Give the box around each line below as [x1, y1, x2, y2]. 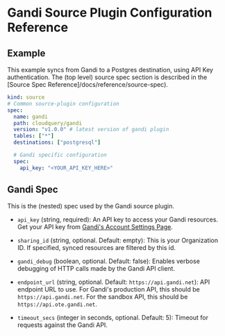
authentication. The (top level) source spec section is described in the [7, 73, 208, 81]
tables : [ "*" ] [13, 133, 54, 140]
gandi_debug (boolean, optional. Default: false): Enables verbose [17, 257, 200, 265]
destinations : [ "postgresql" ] [13, 139, 101, 146]
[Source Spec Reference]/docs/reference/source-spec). [7, 81, 169, 88]
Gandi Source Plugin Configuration [7, 5, 212, 21]
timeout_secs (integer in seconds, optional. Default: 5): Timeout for [17, 314, 208, 322]
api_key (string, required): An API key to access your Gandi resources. [17, 215, 219, 224]
